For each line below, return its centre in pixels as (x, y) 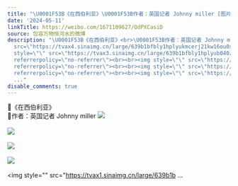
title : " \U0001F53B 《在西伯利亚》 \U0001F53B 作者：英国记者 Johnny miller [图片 (119, 14)
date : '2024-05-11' (36, 21)
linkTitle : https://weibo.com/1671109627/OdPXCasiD (85, 27)
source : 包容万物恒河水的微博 (47, 34)
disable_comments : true (42, 86)
